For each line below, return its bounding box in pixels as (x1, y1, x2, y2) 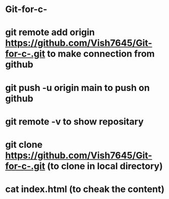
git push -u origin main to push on (5, 82, 150, 93)
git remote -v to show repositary (5, 116, 144, 127)
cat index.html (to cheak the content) (5, 183, 165, 195)
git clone (5, 139, 43, 150)
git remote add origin (5, 27, 95, 38)
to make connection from (47, 48, 155, 60)
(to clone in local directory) (47, 160, 163, 172)
